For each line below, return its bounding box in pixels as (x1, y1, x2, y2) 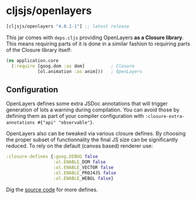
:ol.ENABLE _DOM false (53, 159, 106, 165)
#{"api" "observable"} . (37, 118, 95, 126)
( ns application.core (6, 57, 59, 64)
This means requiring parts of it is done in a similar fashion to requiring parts (6, 40, 190, 47)
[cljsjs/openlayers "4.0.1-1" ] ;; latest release (6, 23, 130, 29)
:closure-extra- (145, 114, 185, 120)
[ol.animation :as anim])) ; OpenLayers (37, 68, 143, 74)
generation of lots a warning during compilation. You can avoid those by (6, 106, 180, 113)
